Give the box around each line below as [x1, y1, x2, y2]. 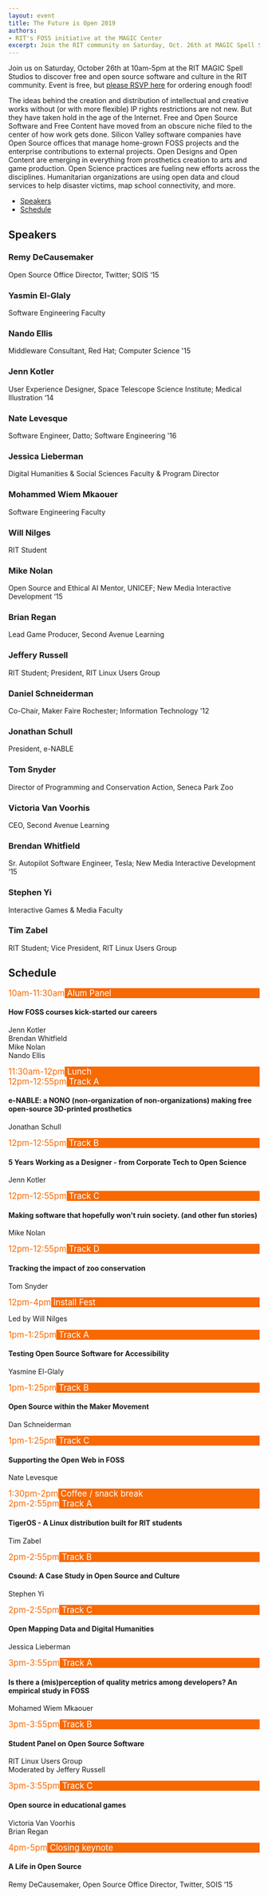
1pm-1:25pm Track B [8, 1382, 89, 1393]
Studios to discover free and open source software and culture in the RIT [8, 72, 248, 82]
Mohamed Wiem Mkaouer [8, 1704, 93, 1713]
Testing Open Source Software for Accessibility [8, 1349, 170, 1358]
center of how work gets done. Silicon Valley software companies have [8, 129, 242, 140]
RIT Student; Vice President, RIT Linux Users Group [8, 943, 177, 952]
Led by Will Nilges [8, 1314, 68, 1323]
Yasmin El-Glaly [8, 289, 72, 300]
